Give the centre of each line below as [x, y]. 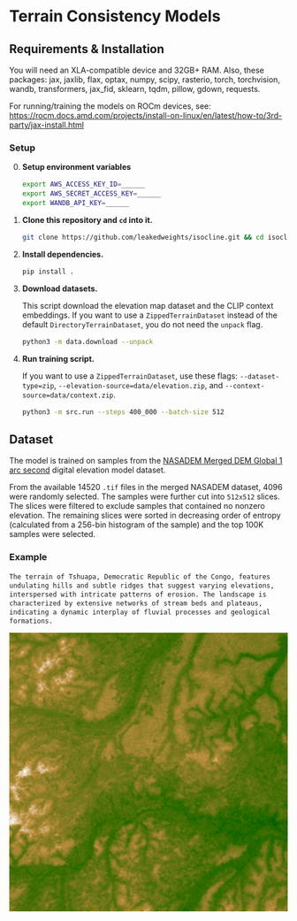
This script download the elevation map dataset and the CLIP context [148, 305]
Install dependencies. [63, 254]
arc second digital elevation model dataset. [88, 470]
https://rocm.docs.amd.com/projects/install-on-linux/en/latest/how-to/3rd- [146, 115]
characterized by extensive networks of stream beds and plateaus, [136, 603]
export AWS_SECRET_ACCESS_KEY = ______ [91, 194]
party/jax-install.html [46, 125]
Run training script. [58, 358]
